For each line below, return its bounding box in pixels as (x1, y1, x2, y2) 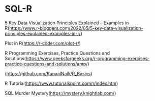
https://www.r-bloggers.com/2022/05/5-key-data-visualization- (9, 25, 143, 31)
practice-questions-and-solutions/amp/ (5, 61, 88, 67)
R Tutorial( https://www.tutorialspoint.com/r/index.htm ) (5, 80, 118, 86)
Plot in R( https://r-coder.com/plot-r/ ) (5, 40, 81, 46)
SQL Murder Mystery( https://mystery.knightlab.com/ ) (5, 90, 116, 96)
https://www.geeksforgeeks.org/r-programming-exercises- (25, 55, 150, 61)
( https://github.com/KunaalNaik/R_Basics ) (5, 70, 92, 76)
